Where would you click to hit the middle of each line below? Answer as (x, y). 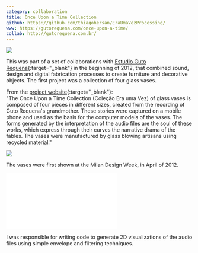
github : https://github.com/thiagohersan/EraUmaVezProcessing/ (86, 23)
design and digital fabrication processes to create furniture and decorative (97, 74)
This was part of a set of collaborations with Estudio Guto (76, 62)
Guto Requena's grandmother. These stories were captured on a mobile (94, 111)
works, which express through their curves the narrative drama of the (91, 130)
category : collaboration (37, 12)
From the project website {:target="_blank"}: (60, 92)
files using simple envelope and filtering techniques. (70, 244)
